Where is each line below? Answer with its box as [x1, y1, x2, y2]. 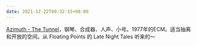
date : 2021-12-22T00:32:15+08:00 [6, 8, 89, 15]
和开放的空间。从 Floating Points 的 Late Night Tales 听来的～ [6, 33, 155, 40]
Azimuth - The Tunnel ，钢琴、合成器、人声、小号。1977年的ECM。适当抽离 [6, 25, 191, 32]
